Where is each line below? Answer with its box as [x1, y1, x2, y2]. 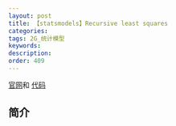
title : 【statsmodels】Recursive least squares [8, 19, 169, 27]
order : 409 [8, 57, 45, 65]
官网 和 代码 [8, 80, 46, 90]
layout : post [8, 11, 52, 20]
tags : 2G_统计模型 [8, 34, 66, 43]
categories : [8, 27, 48, 35]
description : [8, 49, 52, 57]
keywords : [8, 42, 42, 50]
